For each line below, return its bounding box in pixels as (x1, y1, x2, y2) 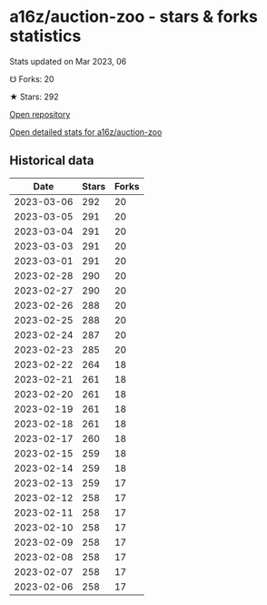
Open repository (9, 108, 71, 119)
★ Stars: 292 (9, 91, 59, 102)
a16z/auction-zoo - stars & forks (9, 6, 259, 27)
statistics (9, 26, 82, 46)
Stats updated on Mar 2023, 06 (9, 56, 127, 67)
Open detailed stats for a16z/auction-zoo (9, 126, 163, 138)
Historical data (9, 153, 94, 169)
